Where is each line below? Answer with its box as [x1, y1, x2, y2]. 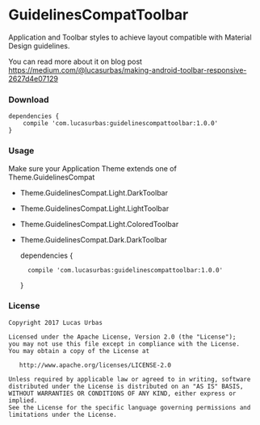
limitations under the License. [8, 410, 117, 419]
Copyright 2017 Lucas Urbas [8, 318, 103, 326]
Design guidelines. [8, 40, 70, 50]
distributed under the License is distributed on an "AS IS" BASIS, [8, 382, 244, 390]
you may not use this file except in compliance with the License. [8, 339, 241, 348]
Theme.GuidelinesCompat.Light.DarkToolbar [19, 187, 168, 197]
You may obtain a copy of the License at [8, 347, 150, 355]
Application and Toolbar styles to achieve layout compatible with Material [8, 32, 252, 42]
